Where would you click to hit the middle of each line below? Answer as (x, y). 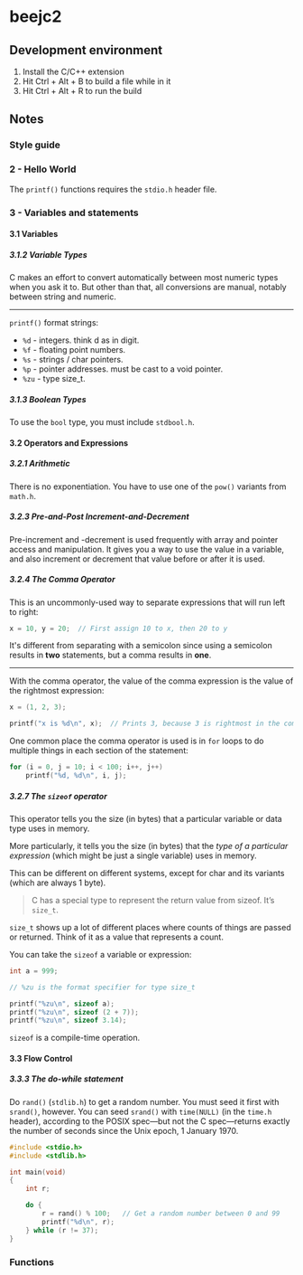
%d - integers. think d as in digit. (81, 340)
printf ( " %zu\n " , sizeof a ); (62, 1004)
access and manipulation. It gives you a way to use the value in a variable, (147, 549)
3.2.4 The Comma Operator (62, 580)
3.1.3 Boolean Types (48, 399)
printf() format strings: (54, 323)
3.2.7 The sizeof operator (59, 796)
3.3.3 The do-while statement (66, 1079)
